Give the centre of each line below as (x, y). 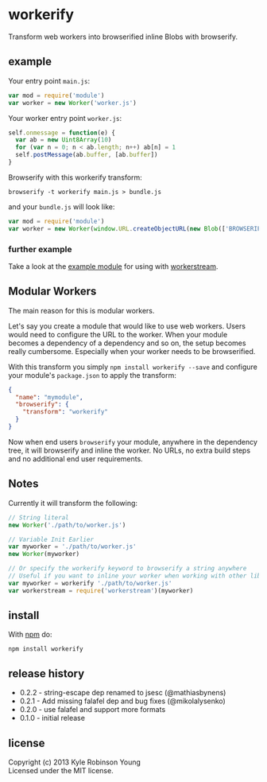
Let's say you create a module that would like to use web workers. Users (127, 326)
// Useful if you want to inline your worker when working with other (128, 576)
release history (46, 673)
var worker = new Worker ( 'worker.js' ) (72, 103)
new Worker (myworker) (44, 554)
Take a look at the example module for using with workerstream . (113, 266)
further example (40, 249)
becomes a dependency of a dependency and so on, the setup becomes (127, 343)
